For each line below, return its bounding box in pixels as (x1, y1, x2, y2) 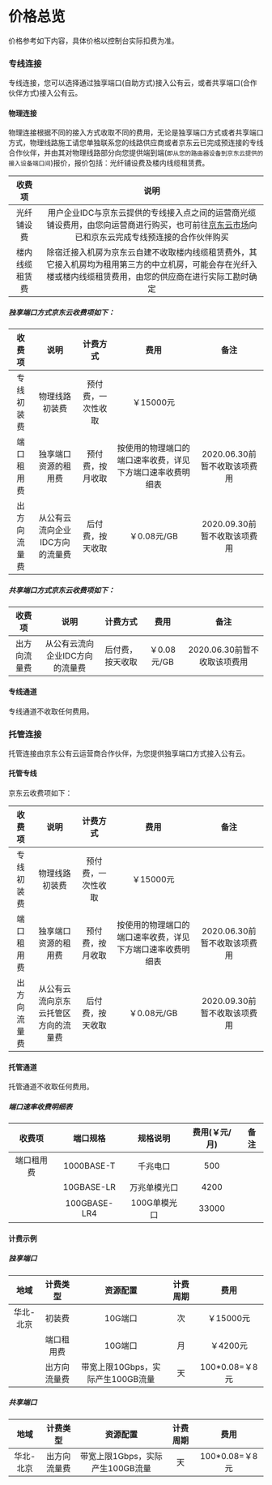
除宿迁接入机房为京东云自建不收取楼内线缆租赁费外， (46, 247, 249, 258)
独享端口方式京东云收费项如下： (8, 307, 115, 317)
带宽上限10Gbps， (80, 1361, 153, 1372)
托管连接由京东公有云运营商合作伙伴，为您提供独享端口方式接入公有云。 (8, 748, 249, 758)
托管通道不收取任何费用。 (8, 1082, 94, 1092)
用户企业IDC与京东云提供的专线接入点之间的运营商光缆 (47, 208, 257, 219)
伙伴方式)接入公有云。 (8, 88, 83, 98)
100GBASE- (65, 1198, 114, 1209)
